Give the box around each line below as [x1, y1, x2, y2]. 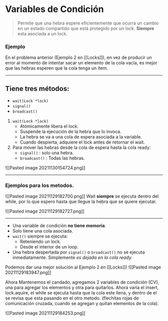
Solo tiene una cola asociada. [12, 228, 73, 234]
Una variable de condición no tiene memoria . [12, 222, 106, 228]
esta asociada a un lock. [17, 30, 67, 36]
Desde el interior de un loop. [19, 244, 79, 250]
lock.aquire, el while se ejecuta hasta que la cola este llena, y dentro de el [5, 290, 157, 296]
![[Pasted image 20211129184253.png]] [5, 310, 86, 316]
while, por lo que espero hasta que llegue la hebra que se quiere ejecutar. [5, 198, 157, 204]
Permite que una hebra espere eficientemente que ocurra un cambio [17, 20, 159, 26]
